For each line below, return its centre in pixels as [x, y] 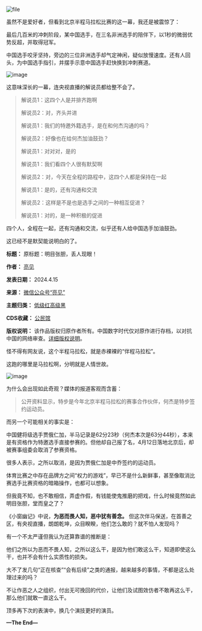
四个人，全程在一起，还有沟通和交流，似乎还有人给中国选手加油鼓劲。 [93, 228]
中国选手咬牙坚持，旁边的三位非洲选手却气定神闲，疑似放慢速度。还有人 [96, 55]
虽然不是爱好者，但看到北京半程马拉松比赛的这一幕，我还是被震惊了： [93, 22]
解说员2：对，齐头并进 [49, 113]
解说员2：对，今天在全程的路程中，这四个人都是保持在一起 [94, 177]
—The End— [22, 623]
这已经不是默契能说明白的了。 [43, 241]
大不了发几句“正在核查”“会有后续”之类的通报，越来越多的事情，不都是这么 [98, 570]
